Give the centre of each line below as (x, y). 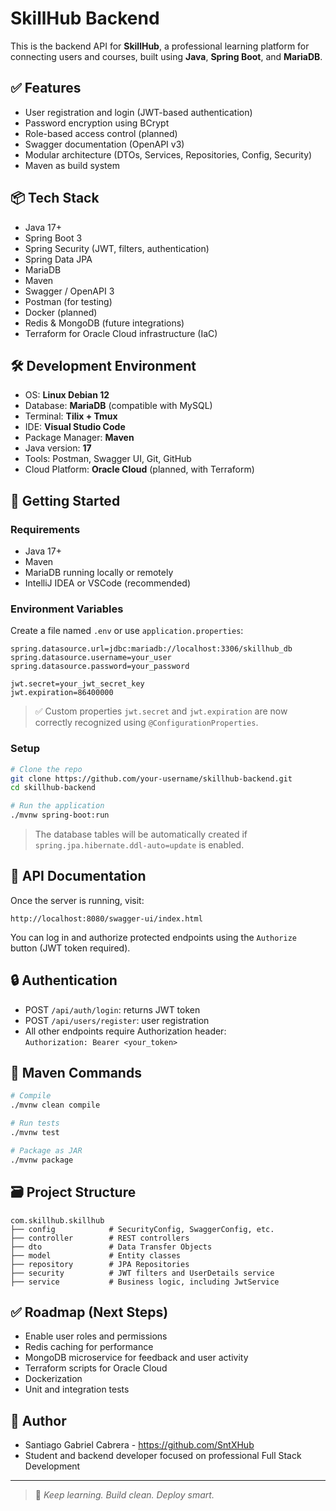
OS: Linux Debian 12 (67, 395)
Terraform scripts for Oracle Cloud (96, 1368)
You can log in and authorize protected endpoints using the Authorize (153, 937)
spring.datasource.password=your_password (100, 667)
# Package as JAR (46, 1150)
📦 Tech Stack (55, 198)
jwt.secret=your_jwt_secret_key (77, 684)
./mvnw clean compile (55, 1105)
